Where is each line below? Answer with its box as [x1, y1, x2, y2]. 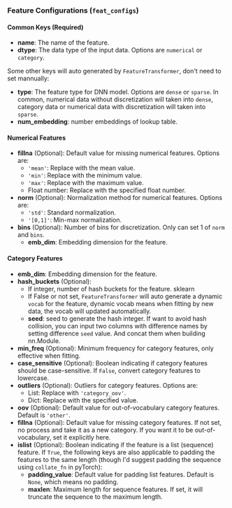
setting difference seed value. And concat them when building [27, 329, 206, 338]
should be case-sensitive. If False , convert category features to [17, 366, 201, 375]
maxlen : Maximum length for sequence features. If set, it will [27, 485, 203, 493]
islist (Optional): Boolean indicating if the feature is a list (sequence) [17, 440, 215, 449]
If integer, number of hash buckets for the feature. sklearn [27, 284, 195, 293]
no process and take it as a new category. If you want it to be [17, 426, 194, 434]
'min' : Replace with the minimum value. [27, 171, 143, 180]
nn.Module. [27, 336, 61, 344]
